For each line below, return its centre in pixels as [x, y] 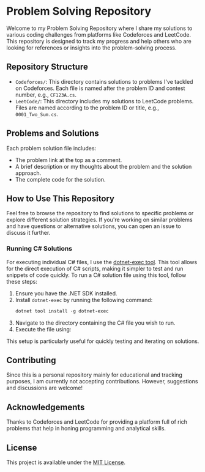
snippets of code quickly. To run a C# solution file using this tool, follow [96, 275]
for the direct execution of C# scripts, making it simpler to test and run [95, 268]
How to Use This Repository [61, 198]
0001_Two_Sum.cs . [37, 114]
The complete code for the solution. [60, 179]
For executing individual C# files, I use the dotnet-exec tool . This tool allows [102, 262]
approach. [28, 173]
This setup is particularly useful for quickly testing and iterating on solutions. [103, 341]
